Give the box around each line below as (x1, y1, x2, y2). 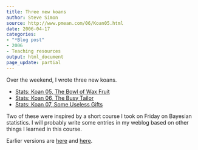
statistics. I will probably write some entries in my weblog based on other (6, 119, 189, 126)
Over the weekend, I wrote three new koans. (6, 76, 117, 83)
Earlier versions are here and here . (6, 137, 93, 144)
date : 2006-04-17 (6, 25, 50, 32)
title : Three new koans (6, 8, 67, 15)
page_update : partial (6, 59, 61, 65)
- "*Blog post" (6, 37, 45, 43)
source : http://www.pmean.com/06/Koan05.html (6, 20, 123, 26)
